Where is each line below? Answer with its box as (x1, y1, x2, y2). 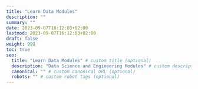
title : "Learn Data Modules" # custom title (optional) (11, 57, 151, 63)
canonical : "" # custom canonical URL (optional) (11, 69, 136, 74)
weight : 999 (6, 42, 35, 47)
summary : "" (6, 19, 35, 25)
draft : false (6, 36, 38, 42)
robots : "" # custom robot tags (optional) (11, 74, 120, 80)
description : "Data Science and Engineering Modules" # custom (11, 63, 170, 69)
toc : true (6, 47, 31, 53)
